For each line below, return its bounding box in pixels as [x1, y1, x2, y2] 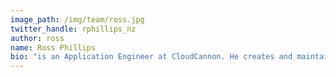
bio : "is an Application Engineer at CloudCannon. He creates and [10, 52, 293, 62]
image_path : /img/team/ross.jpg [10, 14, 145, 25]
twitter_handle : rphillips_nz [10, 24, 137, 34]
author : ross [10, 33, 65, 43]
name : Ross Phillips [10, 42, 97, 53]
